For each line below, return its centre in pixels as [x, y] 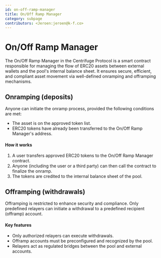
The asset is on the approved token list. [52, 123]
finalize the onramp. [32, 171]
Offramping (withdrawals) [45, 191]
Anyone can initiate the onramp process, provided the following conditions [80, 109]
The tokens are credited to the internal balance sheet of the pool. [77, 177]
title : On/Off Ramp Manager [34, 14]
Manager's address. [32, 134]
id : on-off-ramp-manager [30, 10]
